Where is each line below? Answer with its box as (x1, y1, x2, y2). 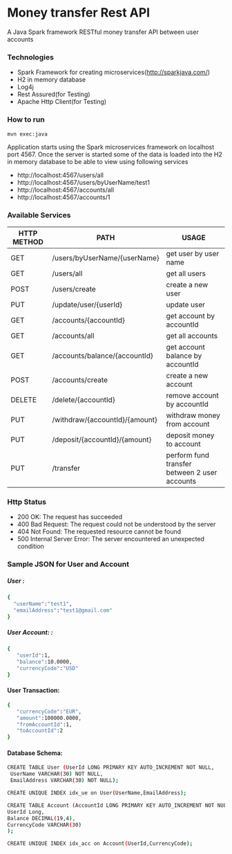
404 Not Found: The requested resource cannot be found (17, 527, 182, 536)
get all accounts (166, 331, 218, 340)
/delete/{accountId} (52, 394, 115, 404)
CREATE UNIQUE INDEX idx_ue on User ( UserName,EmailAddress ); (7, 790, 187, 797)
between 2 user (166, 467, 217, 477)
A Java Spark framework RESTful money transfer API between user (7, 28, 199, 36)
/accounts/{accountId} (52, 315, 126, 325)
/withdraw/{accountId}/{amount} (52, 415, 157, 424)
